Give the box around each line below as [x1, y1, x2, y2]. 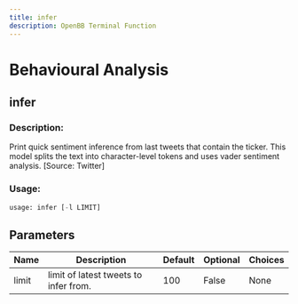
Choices [248, 254, 285, 267]
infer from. [47, 280, 91, 292]
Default [162, 254, 195, 267]
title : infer [9, 12, 58, 22]
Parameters [9, 228, 75, 243]
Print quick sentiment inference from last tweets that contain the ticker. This [9, 141, 286, 152]
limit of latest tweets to [47, 268, 143, 281]
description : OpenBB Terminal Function [9, 21, 157, 30]
